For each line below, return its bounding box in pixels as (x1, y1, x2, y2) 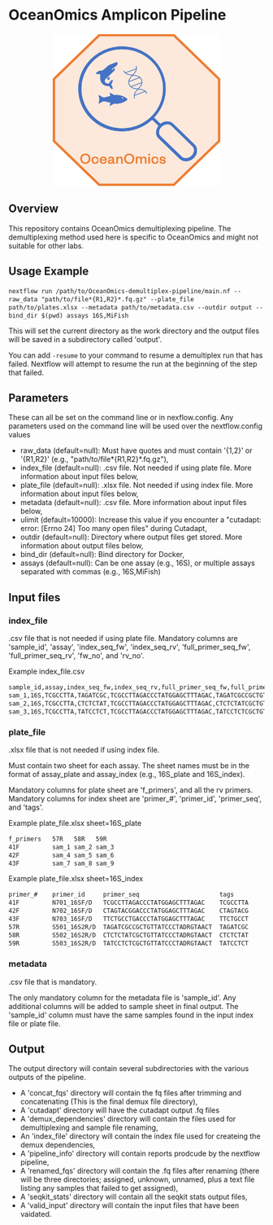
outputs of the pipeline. (8, 1073, 87, 1082)
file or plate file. (8, 1018, 61, 1028)
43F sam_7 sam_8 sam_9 (8, 859, 115, 868)
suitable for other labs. (8, 240, 84, 250)
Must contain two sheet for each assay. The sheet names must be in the (8, 761, 250, 771)
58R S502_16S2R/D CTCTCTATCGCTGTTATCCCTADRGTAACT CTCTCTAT (8, 931, 249, 940)
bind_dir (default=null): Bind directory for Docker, (19, 550, 185, 560)
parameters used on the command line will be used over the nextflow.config (8, 421, 262, 431)
